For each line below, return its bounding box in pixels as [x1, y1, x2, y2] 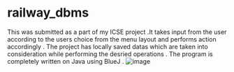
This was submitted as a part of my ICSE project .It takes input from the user [7, 28, 227, 36]
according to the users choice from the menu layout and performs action [7, 35, 217, 43]
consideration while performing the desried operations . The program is [7, 50, 213, 58]
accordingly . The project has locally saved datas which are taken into [7, 42, 208, 51]
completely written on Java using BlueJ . [7, 57, 124, 65]
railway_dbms [7, 5, 89, 21]
